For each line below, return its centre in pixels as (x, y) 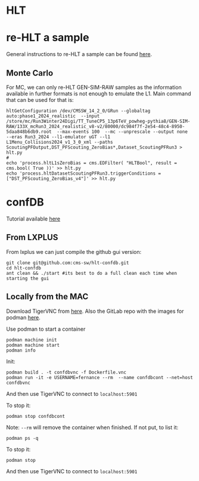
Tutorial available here (33, 219)
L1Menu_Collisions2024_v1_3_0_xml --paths (60, 142)
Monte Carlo (30, 73)
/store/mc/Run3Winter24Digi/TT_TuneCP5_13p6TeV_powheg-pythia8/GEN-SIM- (98, 121)
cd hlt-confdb (24, 268)
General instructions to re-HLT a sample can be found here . (79, 54)
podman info (21, 350)
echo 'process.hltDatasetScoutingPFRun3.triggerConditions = (84, 173)
